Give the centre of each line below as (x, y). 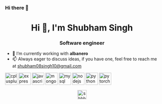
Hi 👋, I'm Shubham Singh (82, 28)
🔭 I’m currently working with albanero (50, 53)
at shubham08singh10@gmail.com (47, 66)
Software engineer (82, 43)
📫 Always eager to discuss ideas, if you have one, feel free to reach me (84, 59)
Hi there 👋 (17, 8)
